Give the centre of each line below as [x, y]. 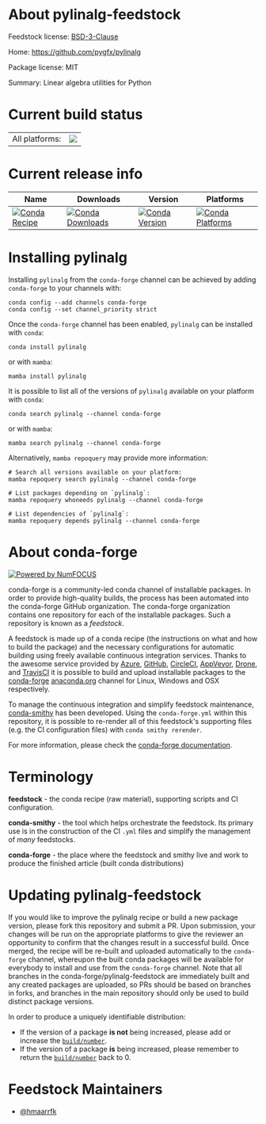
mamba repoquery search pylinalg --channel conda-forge [102, 479]
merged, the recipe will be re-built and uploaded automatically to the [120, 951]
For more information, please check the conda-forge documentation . [120, 745]
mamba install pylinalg [47, 376]
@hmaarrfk [38, 1111]
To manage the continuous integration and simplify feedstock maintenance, [131, 704]
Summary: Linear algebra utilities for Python [80, 82]
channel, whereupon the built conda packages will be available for [135, 959]
